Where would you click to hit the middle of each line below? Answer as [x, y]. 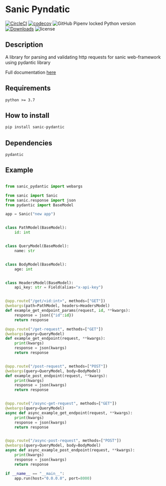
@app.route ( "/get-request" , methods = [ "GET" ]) [54, 329]
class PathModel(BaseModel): [36, 228]
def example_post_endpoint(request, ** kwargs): [57, 376]
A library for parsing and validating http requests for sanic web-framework [83, 57]
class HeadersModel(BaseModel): [39, 283]
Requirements [28, 88]
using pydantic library [28, 62]
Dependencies [29, 143]
